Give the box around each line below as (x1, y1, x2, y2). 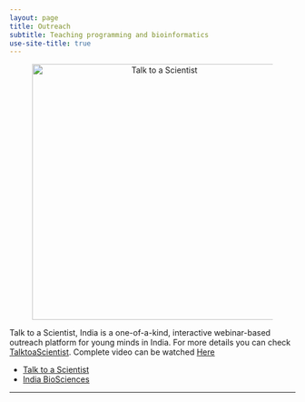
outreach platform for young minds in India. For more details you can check (9, 337, 291, 348)
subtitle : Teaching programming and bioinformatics (9, 30, 209, 39)
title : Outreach (9, 22, 71, 31)
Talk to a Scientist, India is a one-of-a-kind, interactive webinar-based (9, 327, 271, 338)
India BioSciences (22, 374, 90, 385)
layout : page (9, 13, 59, 23)
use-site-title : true (9, 38, 92, 48)
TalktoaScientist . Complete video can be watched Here (9, 347, 215, 357)
